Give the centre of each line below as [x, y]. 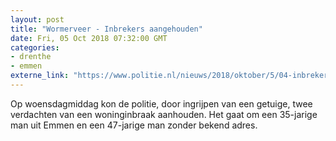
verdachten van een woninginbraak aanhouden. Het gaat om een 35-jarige [164, 114]
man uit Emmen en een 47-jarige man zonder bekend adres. [134, 125]
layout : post [37, 19]
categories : [35, 47]
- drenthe [31, 57]
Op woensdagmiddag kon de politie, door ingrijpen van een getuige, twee [161, 103]
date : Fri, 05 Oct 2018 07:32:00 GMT [89, 38]
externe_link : [40, 76]
